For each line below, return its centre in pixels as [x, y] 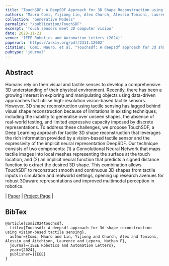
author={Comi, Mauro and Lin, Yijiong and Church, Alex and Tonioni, [84, 237]
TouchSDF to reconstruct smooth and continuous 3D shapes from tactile [80, 170]
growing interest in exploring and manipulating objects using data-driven [80, 95]
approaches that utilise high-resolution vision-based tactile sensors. [76, 101]
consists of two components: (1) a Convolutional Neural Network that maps [83, 149]
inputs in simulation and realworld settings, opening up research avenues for [84, 176]
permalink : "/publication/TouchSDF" [44, 24]
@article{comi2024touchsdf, [35, 224]
